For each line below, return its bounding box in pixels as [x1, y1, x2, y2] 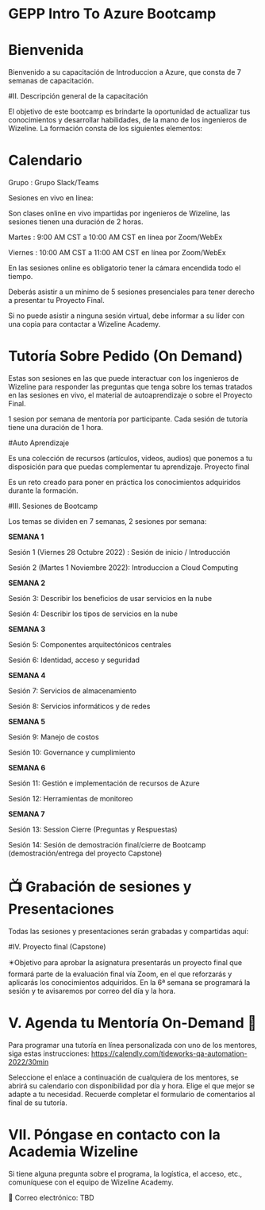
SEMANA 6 [8, 763, 46, 772]
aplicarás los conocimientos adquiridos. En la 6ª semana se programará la [8, 977, 251, 987]
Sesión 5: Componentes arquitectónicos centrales [8, 640, 172, 649]
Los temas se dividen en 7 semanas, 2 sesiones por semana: [8, 517, 207, 525]
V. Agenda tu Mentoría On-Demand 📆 [8, 1014, 257, 1032]
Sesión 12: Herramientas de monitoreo [8, 794, 133, 803]
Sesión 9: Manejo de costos [8, 732, 99, 742]
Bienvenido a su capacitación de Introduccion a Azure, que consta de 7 [8, 68, 242, 77]
